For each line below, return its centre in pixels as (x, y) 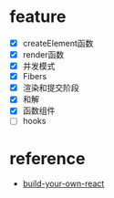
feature (38, 17)
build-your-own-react (63, 183)
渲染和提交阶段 (51, 88)
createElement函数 (58, 43)
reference (47, 158)
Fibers (35, 77)
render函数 (43, 55)
